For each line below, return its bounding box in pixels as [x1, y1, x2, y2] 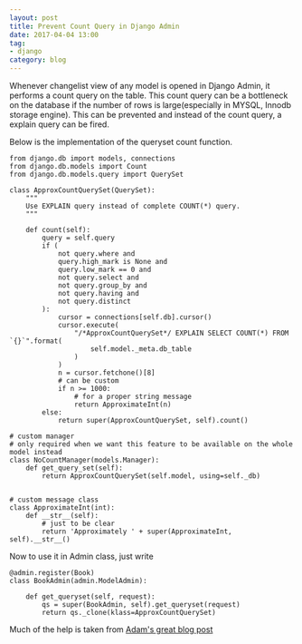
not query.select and [57, 273, 140, 282]
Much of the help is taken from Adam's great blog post [9, 624, 213, 635]
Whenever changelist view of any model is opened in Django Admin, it [9, 81, 270, 91]
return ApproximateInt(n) [73, 400, 172, 409]
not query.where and [57, 249, 136, 259]
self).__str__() [9, 535, 71, 544]
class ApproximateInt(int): [9, 503, 116, 512]
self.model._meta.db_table [90, 345, 193, 354]
